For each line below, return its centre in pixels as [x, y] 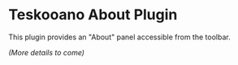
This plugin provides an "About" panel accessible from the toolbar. [119, 37]
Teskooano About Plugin [93, 15]
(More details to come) [47, 52]
